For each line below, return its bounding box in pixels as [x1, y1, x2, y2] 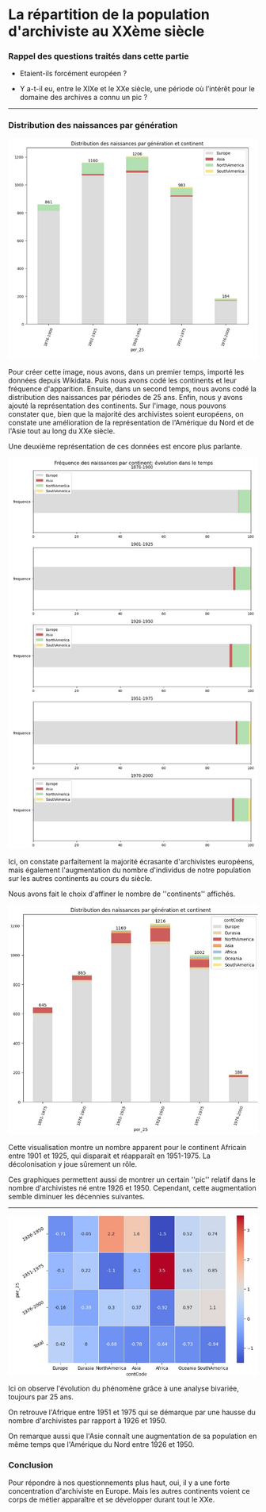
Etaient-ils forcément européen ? [19, 69, 127, 79]
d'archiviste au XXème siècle [8, 22, 205, 40]
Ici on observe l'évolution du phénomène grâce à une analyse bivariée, [8, 1383, 240, 1394]
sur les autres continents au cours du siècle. [8, 874, 153, 883]
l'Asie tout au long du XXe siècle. [8, 426, 116, 436]
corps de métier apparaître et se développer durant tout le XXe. [8, 1495, 215, 1504]
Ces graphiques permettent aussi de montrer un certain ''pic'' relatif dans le [8, 1175, 256, 1184]
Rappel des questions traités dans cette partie [8, 51, 189, 62]
